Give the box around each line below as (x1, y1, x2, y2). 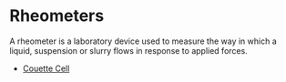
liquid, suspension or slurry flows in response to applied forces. (9, 45, 248, 56)
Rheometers (9, 5, 105, 26)
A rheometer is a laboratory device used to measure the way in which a (9, 36, 277, 46)
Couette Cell (22, 63, 70, 74)
